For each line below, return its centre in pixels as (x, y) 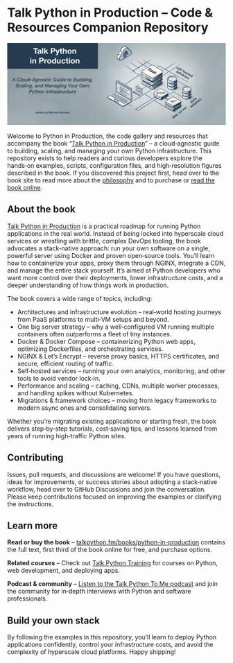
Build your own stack (54, 620)
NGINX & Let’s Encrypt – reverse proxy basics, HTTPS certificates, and (118, 356)
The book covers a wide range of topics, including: (80, 298)
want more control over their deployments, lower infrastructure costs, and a (115, 277)
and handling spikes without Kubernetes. (76, 393)
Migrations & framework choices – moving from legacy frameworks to (117, 400)
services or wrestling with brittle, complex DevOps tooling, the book (104, 241)
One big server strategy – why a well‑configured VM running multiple (116, 327)
